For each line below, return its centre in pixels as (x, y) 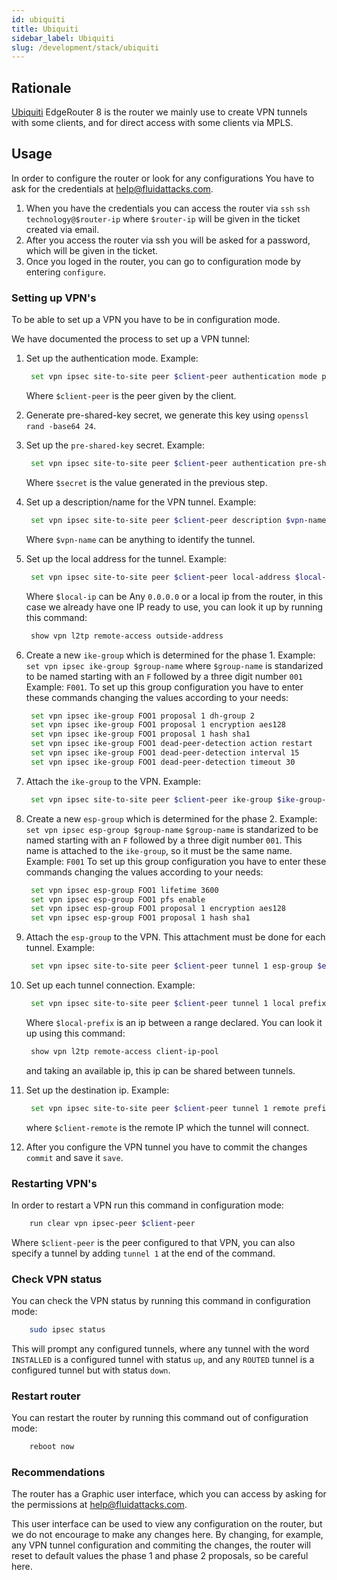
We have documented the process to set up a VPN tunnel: (131, 339)
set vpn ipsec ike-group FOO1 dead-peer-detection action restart (171, 744)
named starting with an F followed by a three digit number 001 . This (164, 840)
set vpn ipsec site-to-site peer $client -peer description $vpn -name (178, 520)
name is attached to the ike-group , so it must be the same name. (159, 850)
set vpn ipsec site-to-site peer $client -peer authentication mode (174, 377)
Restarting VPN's (54, 1183)
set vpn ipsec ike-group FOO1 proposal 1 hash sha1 (140, 734)
